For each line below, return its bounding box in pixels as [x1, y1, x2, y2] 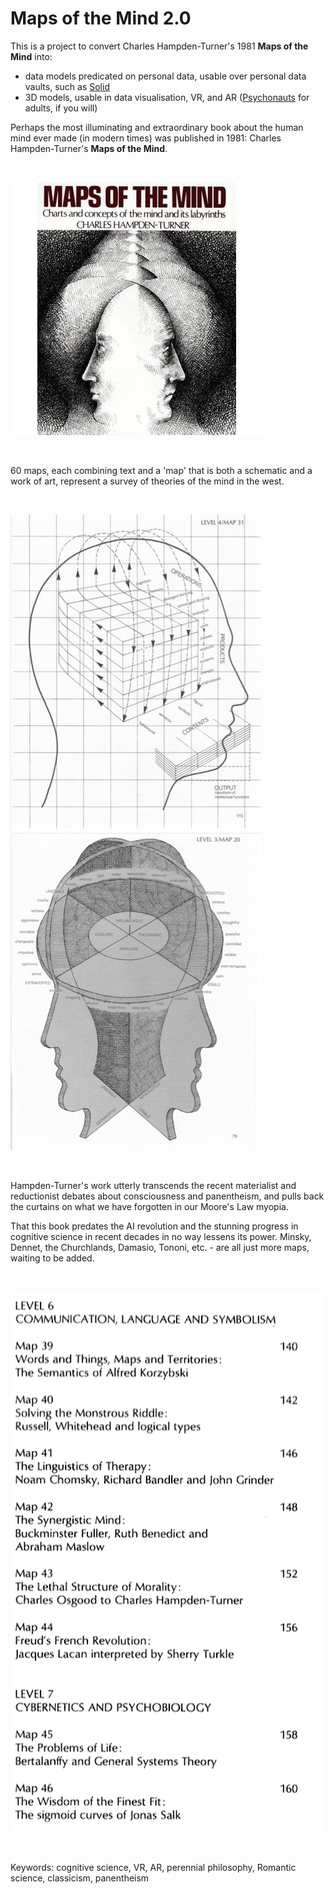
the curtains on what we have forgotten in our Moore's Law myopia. [10, 1200, 289, 1212]
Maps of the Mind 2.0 [10, 7, 192, 30]
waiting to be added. [10, 1252, 95, 1264]
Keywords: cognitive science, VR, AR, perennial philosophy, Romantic [10, 1861, 297, 1873]
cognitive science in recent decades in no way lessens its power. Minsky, [10, 1230, 312, 1242]
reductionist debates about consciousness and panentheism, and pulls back [10, 1190, 325, 1202]
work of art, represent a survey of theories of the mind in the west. [10, 475, 285, 487]
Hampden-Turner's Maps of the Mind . [10, 142, 168, 154]
